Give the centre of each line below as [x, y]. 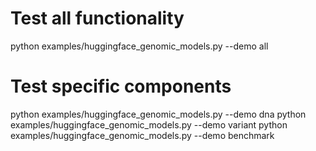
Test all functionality [97, 18]
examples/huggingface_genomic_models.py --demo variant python [149, 124]
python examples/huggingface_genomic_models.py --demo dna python [158, 114]
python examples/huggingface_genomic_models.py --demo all [139, 46]
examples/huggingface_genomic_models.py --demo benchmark [142, 135]
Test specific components [121, 86]
